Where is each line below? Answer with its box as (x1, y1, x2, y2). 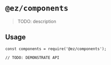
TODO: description (17, 18, 57, 24)
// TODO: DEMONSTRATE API (5, 55, 59, 60)
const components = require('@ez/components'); (5, 46, 107, 51)
